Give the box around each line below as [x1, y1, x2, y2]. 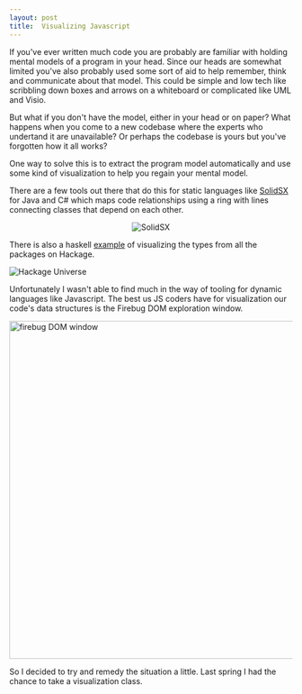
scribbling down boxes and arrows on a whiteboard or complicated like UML [9, 85, 292, 96]
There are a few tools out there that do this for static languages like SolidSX [9, 185, 289, 196]
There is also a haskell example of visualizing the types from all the [9, 239, 258, 250]
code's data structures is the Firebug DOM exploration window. [9, 303, 244, 314]
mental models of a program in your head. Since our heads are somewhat [9, 56, 282, 67]
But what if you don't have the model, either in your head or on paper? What [9, 112, 291, 123]
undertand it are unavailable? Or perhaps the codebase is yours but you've [9, 131, 287, 142]
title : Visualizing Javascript [9, 22, 130, 31]
